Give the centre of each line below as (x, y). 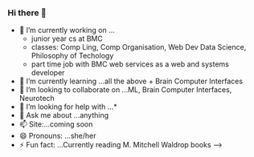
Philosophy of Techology (72, 56)
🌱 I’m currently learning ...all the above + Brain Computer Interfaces (131, 81)
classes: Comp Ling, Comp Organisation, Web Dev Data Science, (139, 47)
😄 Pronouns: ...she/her (57, 136)
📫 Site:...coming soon (56, 124)
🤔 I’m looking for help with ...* (68, 107)
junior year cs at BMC (67, 38)
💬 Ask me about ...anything (64, 115)
